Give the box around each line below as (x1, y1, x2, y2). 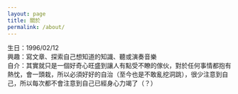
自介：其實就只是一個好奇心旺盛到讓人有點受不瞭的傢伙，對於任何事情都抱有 (7, 61, 232, 70)
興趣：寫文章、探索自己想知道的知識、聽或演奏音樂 (7, 52, 157, 61)
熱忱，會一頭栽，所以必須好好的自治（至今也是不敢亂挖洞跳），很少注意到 (7, 70, 222, 78)
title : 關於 (7, 17, 40, 24)
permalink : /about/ (7, 23, 65, 30)
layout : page (7, 10, 46, 18)
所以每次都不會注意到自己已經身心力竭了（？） (19, 79, 157, 88)
